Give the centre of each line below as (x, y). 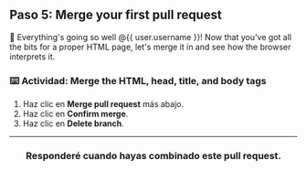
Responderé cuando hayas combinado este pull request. (153, 156)
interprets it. (32, 56)
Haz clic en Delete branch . (74, 123)
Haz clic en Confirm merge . (75, 114)
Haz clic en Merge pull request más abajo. (103, 104)
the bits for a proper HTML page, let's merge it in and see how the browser (150, 47)
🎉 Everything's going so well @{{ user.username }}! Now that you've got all (151, 37)
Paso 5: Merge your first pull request (116, 15)
